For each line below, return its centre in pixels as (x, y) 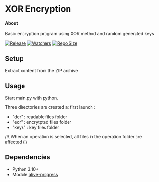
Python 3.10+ (25, 169)
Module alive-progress (35, 174)
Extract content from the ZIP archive (42, 71)
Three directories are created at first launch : (50, 107)
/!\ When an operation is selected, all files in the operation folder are (74, 137)
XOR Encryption (38, 9)
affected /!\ (16, 142)
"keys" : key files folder (36, 127)
